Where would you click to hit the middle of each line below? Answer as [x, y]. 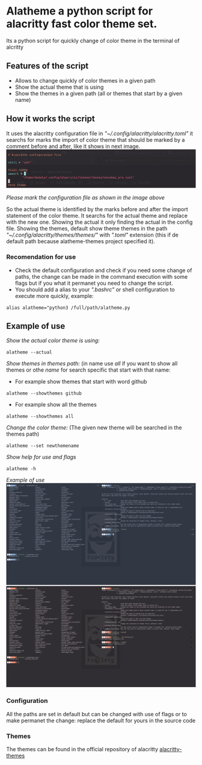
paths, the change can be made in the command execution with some [101, 276]
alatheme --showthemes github [44, 393]
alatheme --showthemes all [40, 417]
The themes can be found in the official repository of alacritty [82, 749]
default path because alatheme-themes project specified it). [81, 241]
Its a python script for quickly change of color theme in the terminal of [93, 40]
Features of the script [47, 66]
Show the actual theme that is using [59, 87]
